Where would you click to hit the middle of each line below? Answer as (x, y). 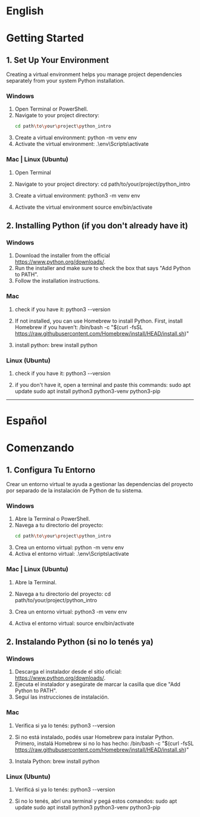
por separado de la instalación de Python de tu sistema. (74, 491)
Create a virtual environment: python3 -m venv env (77, 195)
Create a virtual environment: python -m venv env (76, 137)
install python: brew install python (56, 345)
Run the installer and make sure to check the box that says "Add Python (103, 268)
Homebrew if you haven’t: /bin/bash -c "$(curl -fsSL (79, 327)
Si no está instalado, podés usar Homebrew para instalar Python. (94, 737)
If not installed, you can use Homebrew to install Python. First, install (99, 321)
